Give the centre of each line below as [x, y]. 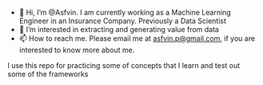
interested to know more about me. [77, 50]
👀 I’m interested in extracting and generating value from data [119, 29]
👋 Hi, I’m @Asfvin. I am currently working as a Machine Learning [125, 12]
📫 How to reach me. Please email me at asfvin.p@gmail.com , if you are [137, 38]
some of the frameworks [48, 74]
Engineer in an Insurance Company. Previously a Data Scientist [123, 21]
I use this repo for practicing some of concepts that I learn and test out [124, 65]
